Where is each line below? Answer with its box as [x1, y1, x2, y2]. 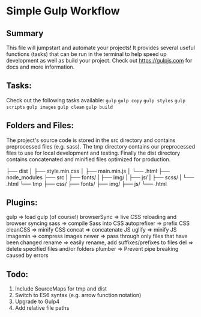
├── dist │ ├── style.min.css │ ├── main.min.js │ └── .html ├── [6, 167, 170, 174]
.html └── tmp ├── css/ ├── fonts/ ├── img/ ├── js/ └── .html [6, 180, 167, 187]
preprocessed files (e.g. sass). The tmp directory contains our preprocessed [6, 143, 196, 150]
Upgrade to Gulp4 [14, 298, 60, 305]
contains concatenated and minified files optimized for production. [6, 155, 171, 163]
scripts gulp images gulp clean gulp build [6, 104, 113, 110]
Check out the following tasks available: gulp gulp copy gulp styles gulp [6, 96, 186, 103]
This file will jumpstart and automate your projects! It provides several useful [6, 44, 195, 51]
